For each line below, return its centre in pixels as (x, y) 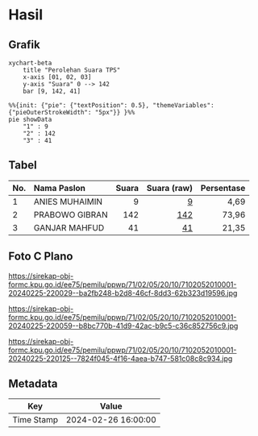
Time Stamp (35, 420)
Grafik (24, 45)
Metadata (33, 384)
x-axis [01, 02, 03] (57, 77)
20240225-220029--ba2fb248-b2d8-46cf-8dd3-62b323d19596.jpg (123, 293)
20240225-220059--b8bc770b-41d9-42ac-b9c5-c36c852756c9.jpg (123, 326)
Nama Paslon (60, 188)
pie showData (30, 119)
